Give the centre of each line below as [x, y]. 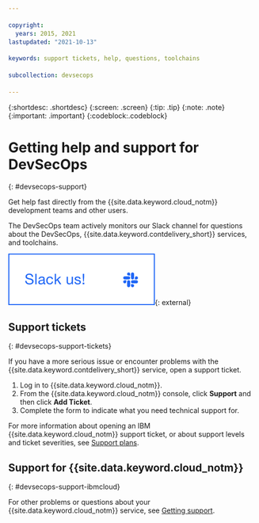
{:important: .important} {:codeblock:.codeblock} [88, 116]
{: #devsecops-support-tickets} [60, 346]
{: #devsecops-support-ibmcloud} [64, 487]
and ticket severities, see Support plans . [74, 443]
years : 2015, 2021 [46, 33]
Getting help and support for [104, 147]
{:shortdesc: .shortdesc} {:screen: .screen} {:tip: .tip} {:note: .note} [117, 107]
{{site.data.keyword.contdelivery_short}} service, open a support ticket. [125, 370]
